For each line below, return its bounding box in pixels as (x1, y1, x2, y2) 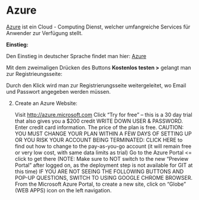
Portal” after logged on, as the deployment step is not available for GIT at (14, 161, 193, 169)
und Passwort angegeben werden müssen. (6, 88, 111, 95)
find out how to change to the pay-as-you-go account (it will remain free (14, 142, 192, 150)
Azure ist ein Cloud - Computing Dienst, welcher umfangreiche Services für (6, 23, 191, 30)
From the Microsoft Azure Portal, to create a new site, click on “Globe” (14, 180, 187, 188)
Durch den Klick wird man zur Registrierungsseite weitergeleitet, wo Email (6, 81, 187, 89)
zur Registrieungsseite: (6, 70, 63, 77)
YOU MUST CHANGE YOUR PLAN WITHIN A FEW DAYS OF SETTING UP (14, 130, 192, 137)
